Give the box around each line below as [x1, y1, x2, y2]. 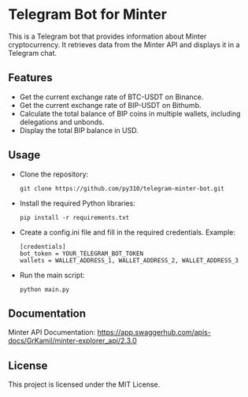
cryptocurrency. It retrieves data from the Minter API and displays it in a [8, 39, 240, 49]
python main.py [19, 285, 70, 293]
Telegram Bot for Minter [8, 6, 168, 24]
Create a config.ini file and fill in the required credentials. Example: [19, 227, 236, 237]
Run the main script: [19, 270, 85, 280]
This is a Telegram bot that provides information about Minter [8, 32, 207, 41]
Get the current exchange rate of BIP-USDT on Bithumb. [19, 100, 202, 109]
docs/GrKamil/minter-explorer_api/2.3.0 [8, 336, 137, 346]
